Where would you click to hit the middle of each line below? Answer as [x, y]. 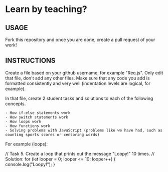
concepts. [16, 103]
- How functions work [28, 126]
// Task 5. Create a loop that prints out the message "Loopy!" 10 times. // [80, 153]
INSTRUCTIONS [31, 61]
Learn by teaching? [46, 9]
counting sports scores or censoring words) [52, 134]
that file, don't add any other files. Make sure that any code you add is [77, 78]
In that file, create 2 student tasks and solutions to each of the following [79, 98]
